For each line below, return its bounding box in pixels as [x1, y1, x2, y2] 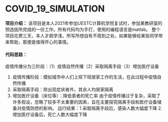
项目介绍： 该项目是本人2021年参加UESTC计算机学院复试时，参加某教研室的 [5, 20, 162, 26]
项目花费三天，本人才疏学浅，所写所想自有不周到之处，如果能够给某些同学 [5, 32, 158, 38]
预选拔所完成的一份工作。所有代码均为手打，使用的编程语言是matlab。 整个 [5, 26, 161, 32]
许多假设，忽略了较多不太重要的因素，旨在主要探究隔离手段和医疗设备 [12, 99, 157, 105]
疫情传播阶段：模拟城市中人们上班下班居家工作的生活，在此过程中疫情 [12, 74, 157, 80]
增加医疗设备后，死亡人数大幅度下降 [12, 111, 87, 117]
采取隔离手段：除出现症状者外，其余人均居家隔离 [12, 86, 113, 92]
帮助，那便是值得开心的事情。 [9, 38, 71, 45]
